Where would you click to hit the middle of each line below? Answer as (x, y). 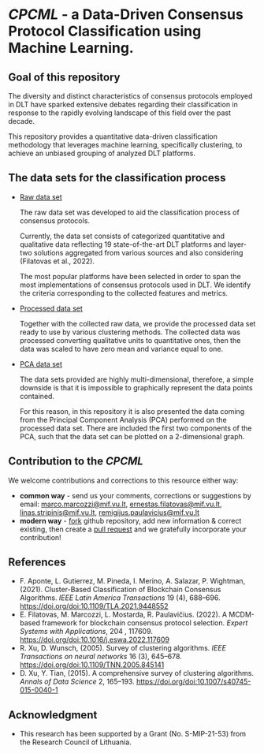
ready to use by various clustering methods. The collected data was (130, 332)
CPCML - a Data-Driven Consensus (126, 15)
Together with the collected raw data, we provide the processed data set (138, 323)
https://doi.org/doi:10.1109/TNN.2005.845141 (92, 665)
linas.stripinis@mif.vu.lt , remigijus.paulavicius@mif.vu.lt (109, 512)
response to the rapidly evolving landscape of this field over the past (119, 113)
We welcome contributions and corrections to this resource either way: (123, 480)
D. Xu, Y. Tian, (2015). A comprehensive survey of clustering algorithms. (137, 673)
